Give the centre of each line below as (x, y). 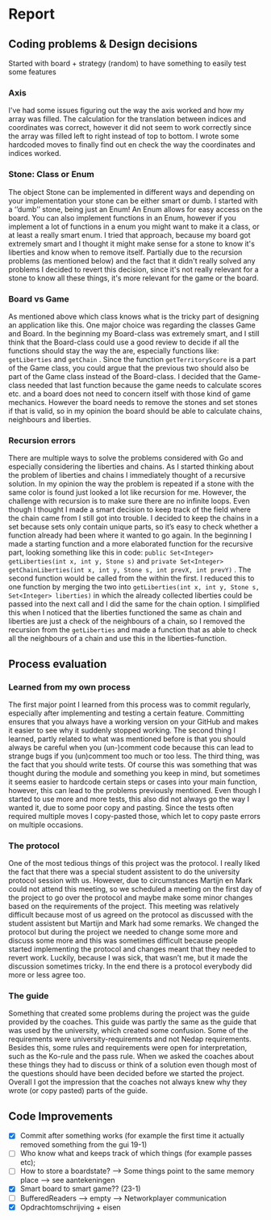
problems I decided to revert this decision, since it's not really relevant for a (134, 269)
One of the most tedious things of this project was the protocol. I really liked (134, 863)
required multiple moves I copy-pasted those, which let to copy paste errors (134, 816)
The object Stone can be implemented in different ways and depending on (132, 192)
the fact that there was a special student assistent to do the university (124, 872)
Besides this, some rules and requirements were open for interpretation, (128, 1048)
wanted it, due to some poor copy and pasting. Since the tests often (121, 807)
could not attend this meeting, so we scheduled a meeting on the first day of (135, 889)
